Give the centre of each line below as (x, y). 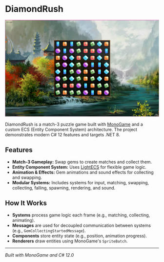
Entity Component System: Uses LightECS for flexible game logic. (79, 167)
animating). (23, 220)
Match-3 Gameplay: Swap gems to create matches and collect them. (82, 162)
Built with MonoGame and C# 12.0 (40, 255)
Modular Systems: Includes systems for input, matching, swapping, (81, 182)
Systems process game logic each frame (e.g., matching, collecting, (81, 215)
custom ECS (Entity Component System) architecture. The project (71, 129)
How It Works (26, 203)
